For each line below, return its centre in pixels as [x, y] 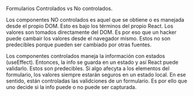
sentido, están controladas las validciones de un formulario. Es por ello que [96, 81]
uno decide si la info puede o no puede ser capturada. [71, 87]
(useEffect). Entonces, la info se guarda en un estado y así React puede [92, 62]
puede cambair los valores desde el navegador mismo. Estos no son [88, 38]
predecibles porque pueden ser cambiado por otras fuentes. [79, 44]
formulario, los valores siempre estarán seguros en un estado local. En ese [96, 75]
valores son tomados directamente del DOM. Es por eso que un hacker [91, 32]
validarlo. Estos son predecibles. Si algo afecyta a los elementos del [88, 68]
